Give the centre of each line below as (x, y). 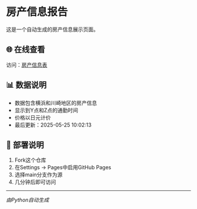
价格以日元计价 (33, 117)
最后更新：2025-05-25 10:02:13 (53, 125)
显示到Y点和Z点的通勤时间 (46, 110)
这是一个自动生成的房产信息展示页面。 (52, 29)
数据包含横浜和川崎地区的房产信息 (56, 102)
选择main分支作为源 (38, 175)
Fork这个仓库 (30, 160)
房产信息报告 (37, 12)
